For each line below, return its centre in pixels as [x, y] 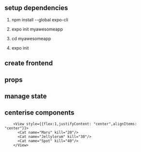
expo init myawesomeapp [37, 29]
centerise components [39, 113]
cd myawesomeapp [31, 38]
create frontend [29, 63]
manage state [26, 96]
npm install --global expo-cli [40, 19]
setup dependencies [36, 8]
